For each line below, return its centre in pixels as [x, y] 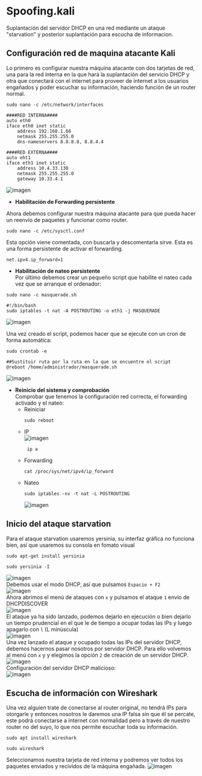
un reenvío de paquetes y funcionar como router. [67, 220]
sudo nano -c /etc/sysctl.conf [46, 231]
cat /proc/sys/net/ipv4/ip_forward [68, 471]
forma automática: [29, 340]
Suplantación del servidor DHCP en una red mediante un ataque [86, 28]
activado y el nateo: [39, 403]
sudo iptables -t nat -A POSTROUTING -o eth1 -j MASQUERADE [84, 311]
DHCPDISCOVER [27, 604]
